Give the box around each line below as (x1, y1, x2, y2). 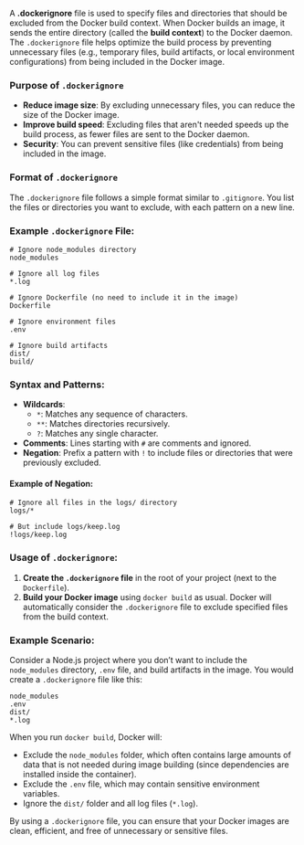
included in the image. (22, 148, 107, 159)
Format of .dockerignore (9, 171, 119, 184)
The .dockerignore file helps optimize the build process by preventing (9, 37, 272, 48)
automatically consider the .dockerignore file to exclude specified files (22, 601, 288, 612)
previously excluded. (22, 457, 102, 469)
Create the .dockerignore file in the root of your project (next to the (22, 572, 277, 583)
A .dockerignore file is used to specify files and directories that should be (9, 8, 288, 18)
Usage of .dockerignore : (9, 552, 119, 565)
